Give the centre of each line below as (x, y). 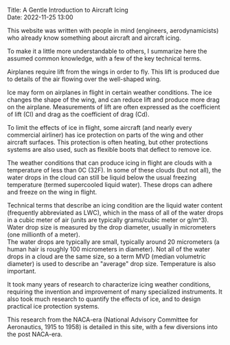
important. (22, 271)
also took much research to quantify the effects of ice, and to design (104, 299)
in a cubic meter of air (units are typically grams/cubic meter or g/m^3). (108, 220)
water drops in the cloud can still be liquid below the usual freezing (102, 177)
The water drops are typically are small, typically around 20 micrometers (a (113, 242)
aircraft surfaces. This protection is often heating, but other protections (107, 142)
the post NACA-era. (35, 334)
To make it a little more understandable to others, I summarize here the (107, 51)
